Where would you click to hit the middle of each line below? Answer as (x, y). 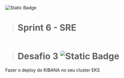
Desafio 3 (38, 56)
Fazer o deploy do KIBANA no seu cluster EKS (52, 70)
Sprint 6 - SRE (47, 28)
